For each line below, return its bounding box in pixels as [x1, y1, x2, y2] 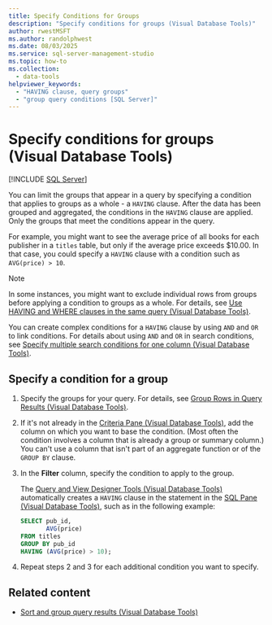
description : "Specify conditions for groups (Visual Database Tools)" [8, 20, 256, 28]
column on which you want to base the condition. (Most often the [19, 426, 239, 436]
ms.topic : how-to [8, 58, 67, 66]
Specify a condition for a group [8, 372, 169, 386]
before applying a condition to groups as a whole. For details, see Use [8, 298, 243, 308]
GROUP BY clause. [19, 452, 76, 462]
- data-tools [15, 72, 60, 81]
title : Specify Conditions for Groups [8, 11, 140, 20]
